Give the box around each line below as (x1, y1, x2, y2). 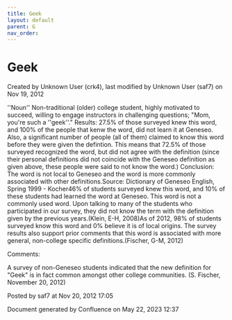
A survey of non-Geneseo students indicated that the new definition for (7, 264, 212, 272)
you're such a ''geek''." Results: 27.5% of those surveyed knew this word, (7, 118, 217, 127)
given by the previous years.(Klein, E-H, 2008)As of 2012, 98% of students (7, 214, 222, 223)
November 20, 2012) (7, 278, 66, 287)
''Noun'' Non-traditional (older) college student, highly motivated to (7, 104, 200, 112)
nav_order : (7, 29, 39, 37)
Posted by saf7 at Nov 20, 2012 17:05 (7, 291, 113, 300)
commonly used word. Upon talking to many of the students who (7, 200, 193, 208)
